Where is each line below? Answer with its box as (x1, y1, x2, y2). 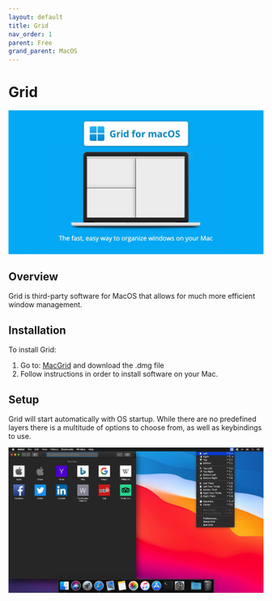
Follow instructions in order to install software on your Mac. (19, 369, 219, 379)
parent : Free (8, 39, 53, 47)
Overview (8, 270, 59, 283)
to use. (8, 432, 32, 441)
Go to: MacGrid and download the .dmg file (19, 360, 164, 370)
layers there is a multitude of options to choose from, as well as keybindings (8, 423, 262, 433)
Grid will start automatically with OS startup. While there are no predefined (8, 414, 257, 424)
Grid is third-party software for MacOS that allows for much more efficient (8, 292, 256, 301)
